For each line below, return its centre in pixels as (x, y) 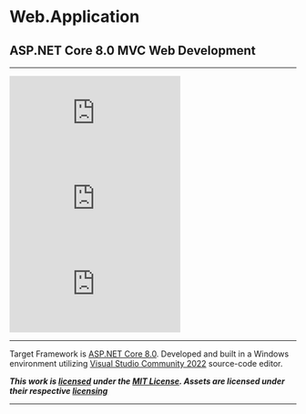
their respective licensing (59, 391)
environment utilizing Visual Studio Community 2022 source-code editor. (146, 363)
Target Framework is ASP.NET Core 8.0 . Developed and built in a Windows (149, 354)
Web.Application (75, 17)
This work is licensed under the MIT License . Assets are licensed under (147, 381)
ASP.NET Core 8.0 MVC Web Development (133, 51)
